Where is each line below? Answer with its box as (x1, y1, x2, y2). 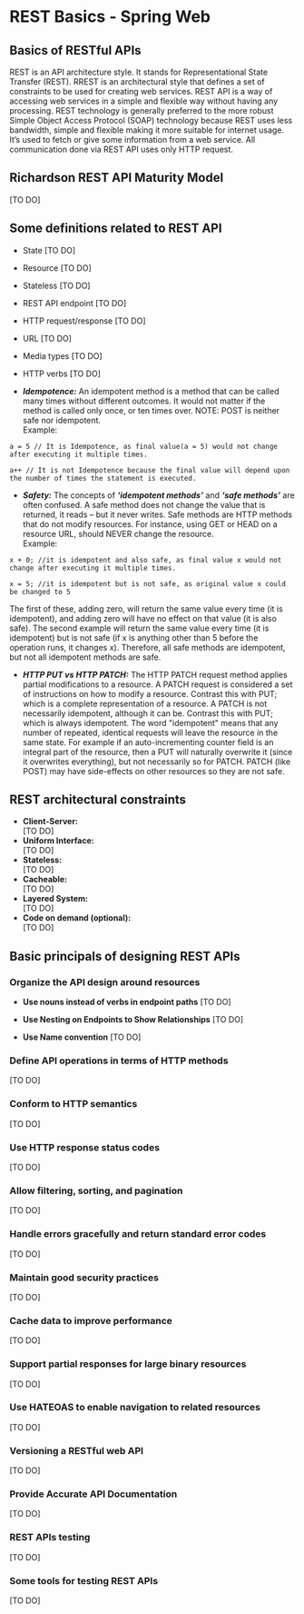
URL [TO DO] (22, 333, 73, 344)
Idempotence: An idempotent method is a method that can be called (22, 385, 279, 396)
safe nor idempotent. (22, 414, 102, 425)
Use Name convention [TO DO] (22, 1031, 142, 1042)
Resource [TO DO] (22, 262, 93, 274)
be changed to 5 (9, 587, 71, 596)
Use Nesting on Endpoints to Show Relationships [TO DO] (22, 1014, 244, 1025)
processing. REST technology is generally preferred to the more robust (9, 105, 274, 115)
